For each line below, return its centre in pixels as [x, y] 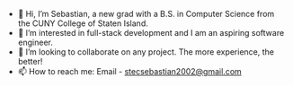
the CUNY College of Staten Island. [83, 23]
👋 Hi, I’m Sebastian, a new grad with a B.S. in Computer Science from [146, 14]
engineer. [36, 42]
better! [30, 61]
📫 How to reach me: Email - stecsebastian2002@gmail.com [130, 71]
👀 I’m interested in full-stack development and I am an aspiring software [151, 33]
